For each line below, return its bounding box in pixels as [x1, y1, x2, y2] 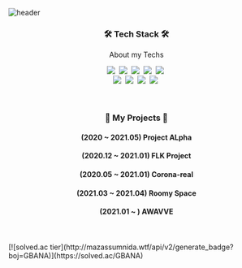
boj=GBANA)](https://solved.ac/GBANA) [8, 250, 144, 260]
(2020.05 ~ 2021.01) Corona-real [80, 170, 193, 179]
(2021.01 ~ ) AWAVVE [99, 207, 174, 217]
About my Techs [109, 50, 164, 60]
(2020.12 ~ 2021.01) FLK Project [81, 151, 192, 161]
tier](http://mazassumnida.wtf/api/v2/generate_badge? [50, 242, 234, 252]
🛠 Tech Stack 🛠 [103, 28, 170, 40]
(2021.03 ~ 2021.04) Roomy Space [76, 188, 197, 198]
